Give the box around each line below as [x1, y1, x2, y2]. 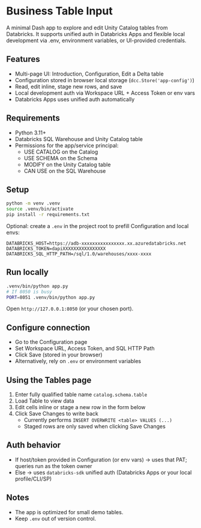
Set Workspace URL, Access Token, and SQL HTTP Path [14, 345, 155, 352]
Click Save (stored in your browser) [14, 351, 103, 358]
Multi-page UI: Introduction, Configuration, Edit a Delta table [14, 70, 164, 77]
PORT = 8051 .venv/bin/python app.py [6, 294, 95, 301]
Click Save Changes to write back [14, 410, 99, 418]
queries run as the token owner [14, 462, 92, 469]
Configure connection [6, 322, 91, 332]
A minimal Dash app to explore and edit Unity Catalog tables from [6, 24, 168, 31]
